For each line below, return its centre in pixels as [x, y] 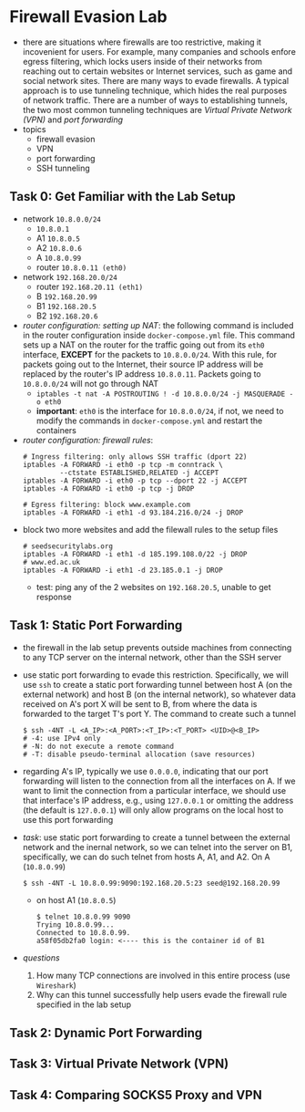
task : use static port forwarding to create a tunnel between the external [156, 837]
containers [56, 430]
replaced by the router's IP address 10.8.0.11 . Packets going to [142, 374]
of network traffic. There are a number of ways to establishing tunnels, [155, 100]
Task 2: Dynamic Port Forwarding [106, 1033]
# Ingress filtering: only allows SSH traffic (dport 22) [135, 457]
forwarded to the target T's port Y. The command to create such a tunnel [159, 713]
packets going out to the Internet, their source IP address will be [143, 364]
